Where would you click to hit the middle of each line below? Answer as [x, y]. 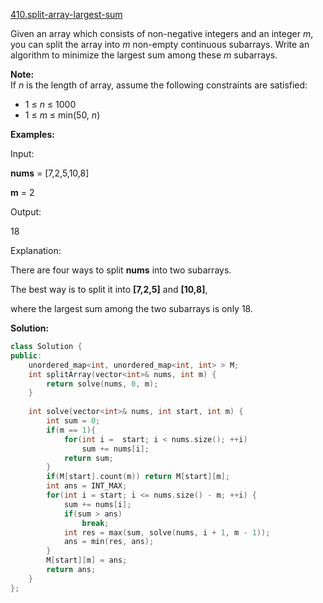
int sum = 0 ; [73, 421]
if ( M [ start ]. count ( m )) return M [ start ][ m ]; [138, 477]
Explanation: [36, 250]
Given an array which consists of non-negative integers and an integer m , [162, 33]
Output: [26, 212]
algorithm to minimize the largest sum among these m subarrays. [144, 55]
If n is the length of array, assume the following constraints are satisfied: [159, 85]
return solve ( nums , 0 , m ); [102, 384]
